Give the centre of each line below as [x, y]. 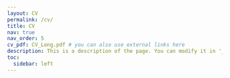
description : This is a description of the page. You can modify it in [111, 52]
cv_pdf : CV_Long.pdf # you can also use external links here [96, 45]
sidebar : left [33, 64]
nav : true [21, 32]
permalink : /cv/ [30, 20]
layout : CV [23, 13]
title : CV [21, 26]
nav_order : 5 [26, 39]
